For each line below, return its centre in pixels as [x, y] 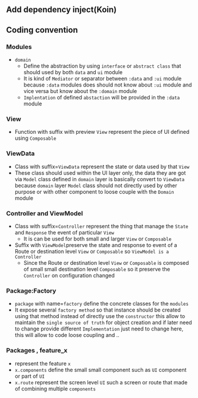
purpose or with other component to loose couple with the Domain [94, 191]
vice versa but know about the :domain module [80, 91]
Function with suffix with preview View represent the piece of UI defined [102, 132]
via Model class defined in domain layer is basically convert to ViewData [100, 179]
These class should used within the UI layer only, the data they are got [100, 173]
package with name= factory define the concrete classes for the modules [102, 304]
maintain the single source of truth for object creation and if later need [103, 323]
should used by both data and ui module [73, 72]
